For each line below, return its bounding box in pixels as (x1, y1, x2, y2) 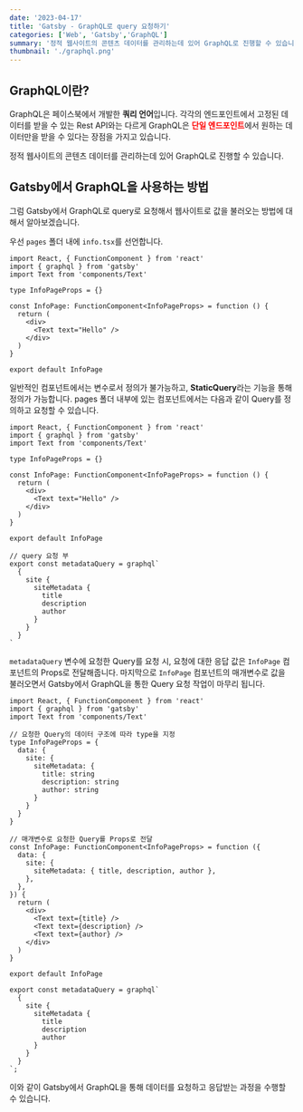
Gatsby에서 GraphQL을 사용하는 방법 (9, 179, 210, 195)
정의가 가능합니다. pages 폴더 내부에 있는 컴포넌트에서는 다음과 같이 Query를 (9, 393, 282, 404)
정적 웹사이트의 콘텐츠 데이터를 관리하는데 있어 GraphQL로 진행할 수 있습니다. (9, 150, 284, 161)
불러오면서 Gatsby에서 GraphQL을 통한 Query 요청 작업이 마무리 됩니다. (9, 678, 265, 689)
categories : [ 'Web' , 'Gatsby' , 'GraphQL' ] (9, 30, 168, 39)
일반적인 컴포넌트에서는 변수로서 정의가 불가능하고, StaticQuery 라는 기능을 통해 (9, 382, 292, 392)
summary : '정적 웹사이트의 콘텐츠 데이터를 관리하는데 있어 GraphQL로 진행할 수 (9, 38, 272, 48)
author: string (42, 785, 99, 794)
